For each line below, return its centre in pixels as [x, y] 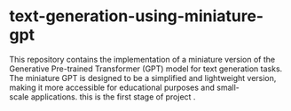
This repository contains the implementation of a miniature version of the [142, 59]
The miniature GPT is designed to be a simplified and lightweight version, [143, 78]
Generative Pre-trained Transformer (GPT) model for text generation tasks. [146, 69]
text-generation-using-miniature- [137, 16]
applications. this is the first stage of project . [113, 96]
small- [228, 87]
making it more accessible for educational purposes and [112, 87]
